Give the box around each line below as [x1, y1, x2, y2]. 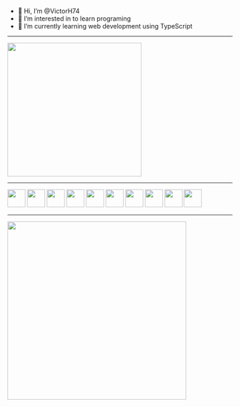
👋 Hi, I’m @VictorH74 [17, 7, 80, 15]
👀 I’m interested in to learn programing [17, 14, 131, 23]
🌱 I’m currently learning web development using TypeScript [17, 22, 193, 30]
